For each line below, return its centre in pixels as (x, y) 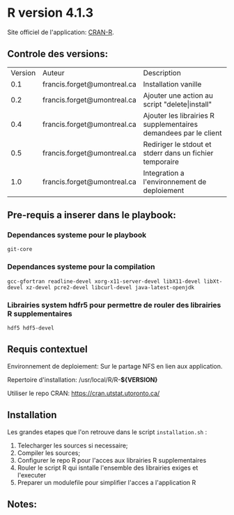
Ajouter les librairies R (179, 115)
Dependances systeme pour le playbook (77, 235)
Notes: (22, 504)
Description (162, 72)
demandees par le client (182, 132)
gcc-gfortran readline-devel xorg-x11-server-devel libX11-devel (104, 281)
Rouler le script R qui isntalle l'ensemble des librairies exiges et (108, 468)
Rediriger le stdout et (177, 144)
